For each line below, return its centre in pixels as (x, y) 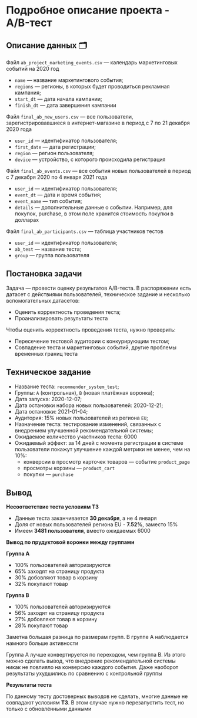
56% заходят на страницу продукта (59, 613)
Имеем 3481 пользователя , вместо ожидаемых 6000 (83, 531)
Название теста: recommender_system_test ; (67, 386)
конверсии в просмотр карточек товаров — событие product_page (106, 461)
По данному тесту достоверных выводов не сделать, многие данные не (97, 696)
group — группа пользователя (52, 255)
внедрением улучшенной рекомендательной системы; (84, 430)
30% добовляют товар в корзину (56, 578)
